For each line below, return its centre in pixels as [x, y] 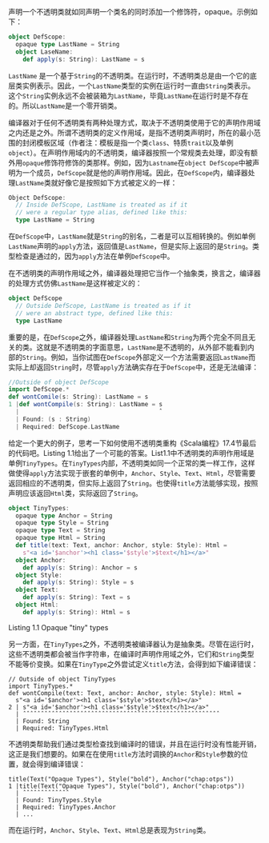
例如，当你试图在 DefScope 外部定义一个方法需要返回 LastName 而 [153, 357]
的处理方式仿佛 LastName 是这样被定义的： [75, 283]
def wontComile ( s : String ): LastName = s [78, 397]
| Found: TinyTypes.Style [59, 800]
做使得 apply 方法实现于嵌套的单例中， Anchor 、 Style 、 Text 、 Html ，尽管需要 [132, 473]
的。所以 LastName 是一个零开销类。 [65, 106]
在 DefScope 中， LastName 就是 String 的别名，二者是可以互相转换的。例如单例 [132, 236]
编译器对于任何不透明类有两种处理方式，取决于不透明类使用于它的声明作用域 [134, 122]
